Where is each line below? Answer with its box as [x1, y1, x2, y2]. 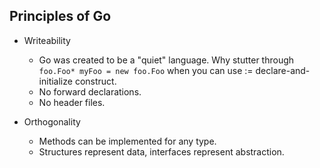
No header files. [38, 96, 106, 108]
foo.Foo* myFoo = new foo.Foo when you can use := [38, 64, 254, 76]
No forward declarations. [38, 85, 142, 98]
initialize [38, 75, 73, 87]
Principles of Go [9, 8, 112, 25]
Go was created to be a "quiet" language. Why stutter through [38, 54, 295, 66]
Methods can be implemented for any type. [38, 135, 217, 147]
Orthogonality [23, 115, 81, 128]
